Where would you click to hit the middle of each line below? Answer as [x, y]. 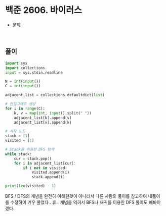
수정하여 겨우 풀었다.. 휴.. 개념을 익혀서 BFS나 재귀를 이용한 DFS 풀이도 [79, 202]
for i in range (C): [25, 108]
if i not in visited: [45, 168]
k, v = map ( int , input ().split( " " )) [53, 113]
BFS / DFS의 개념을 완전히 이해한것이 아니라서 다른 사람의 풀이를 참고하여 [76, 196]
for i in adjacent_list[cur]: [45, 163]
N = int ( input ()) [23, 81]
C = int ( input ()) [23, 86]
